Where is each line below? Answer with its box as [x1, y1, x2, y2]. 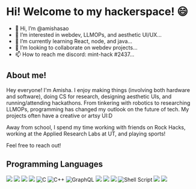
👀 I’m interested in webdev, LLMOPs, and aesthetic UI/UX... [14, 31, 162, 38]
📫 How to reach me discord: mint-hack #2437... [14, 51, 135, 58]
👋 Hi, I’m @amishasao [14, 25, 69, 32]
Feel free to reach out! [6, 141, 61, 149]
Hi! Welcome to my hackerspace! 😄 [6, 5, 188, 19]
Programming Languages [6, 159, 103, 170]
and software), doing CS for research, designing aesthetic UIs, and [6, 93, 172, 100]
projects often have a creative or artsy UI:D [6, 112, 113, 119]
